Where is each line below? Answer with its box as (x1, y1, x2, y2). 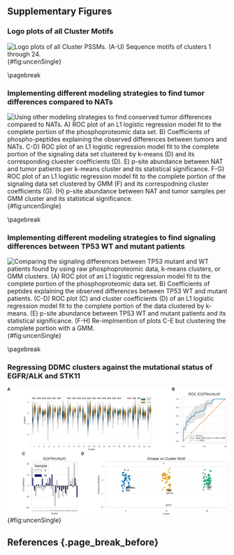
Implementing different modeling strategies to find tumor (7, 88, 205, 98)
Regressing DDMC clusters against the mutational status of (7, 362, 213, 372)
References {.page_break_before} (7, 536, 159, 548)
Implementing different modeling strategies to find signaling (7, 232, 216, 242)
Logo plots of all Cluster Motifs (7, 27, 114, 36)
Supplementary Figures (7, 6, 112, 17)
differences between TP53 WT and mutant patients (7, 241, 185, 251)
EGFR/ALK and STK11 (7, 371, 80, 381)
